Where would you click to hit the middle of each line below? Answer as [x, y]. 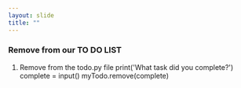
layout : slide [31, 15]
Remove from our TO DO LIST [65, 50]
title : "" [24, 23]
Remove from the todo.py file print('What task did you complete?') [126, 67]
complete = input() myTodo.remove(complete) [94, 75]
